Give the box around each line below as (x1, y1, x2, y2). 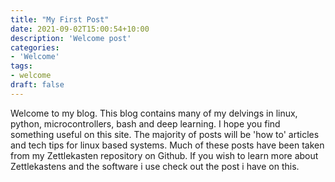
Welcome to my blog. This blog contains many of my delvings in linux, (10, 107, 298, 119)
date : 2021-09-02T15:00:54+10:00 (10, 24, 150, 34)
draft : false (10, 80, 65, 90)
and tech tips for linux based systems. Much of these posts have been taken (10, 139, 325, 151)
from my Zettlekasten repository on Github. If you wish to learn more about (10, 149, 319, 161)
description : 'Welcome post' (10, 33, 132, 43)
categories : (10, 42, 60, 53)
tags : (10, 61, 33, 71)
